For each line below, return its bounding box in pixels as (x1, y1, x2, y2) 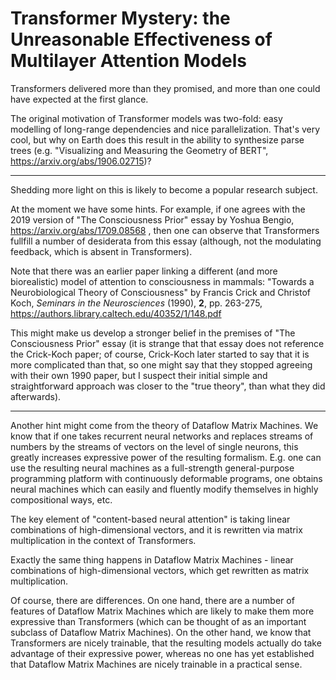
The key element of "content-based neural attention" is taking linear (10, 513, 291, 525)
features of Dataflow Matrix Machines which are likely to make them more (10, 605, 315, 617)
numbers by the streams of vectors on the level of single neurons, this (10, 440, 299, 452)
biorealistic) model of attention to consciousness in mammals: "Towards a (10, 275, 315, 287)
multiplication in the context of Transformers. (10, 534, 197, 546)
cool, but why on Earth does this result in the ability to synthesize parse (10, 133, 305, 146)
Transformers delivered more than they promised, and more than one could (10, 82, 321, 94)
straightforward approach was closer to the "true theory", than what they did (10, 380, 326, 392)
